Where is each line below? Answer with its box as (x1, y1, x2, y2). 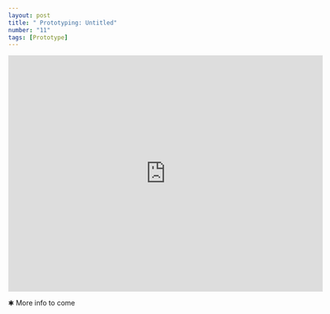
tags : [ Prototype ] (8, 33, 68, 42)
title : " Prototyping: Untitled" (8, 19, 118, 27)
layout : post (8, 11, 51, 20)
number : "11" (8, 26, 51, 34)
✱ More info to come (8, 298, 76, 308)
